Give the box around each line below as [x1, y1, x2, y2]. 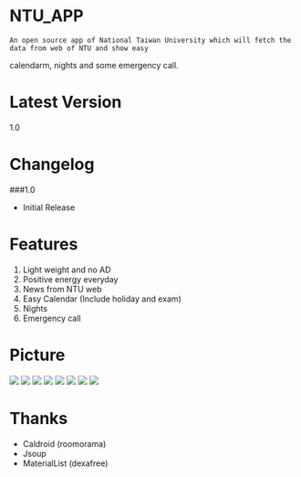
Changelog [9, 154, 95, 175]
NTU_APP [9, 5, 84, 26]
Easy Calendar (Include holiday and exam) [22, 293, 182, 304]
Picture [9, 344, 66, 366]
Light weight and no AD [22, 264, 111, 275]
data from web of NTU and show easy [9, 43, 149, 53]
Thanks [9, 408, 68, 429]
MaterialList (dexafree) [22, 458, 109, 469]
